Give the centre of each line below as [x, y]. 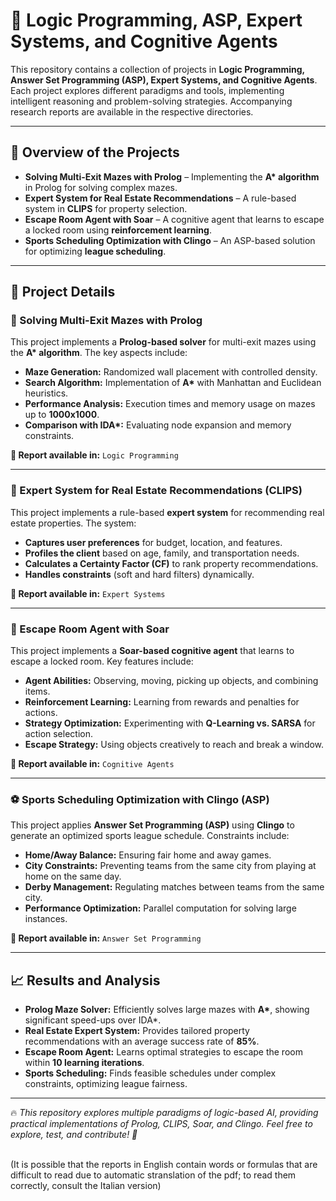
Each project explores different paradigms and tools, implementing [147, 90]
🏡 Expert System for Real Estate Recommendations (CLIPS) [156, 491]
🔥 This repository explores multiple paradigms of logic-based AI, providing [164, 1113]
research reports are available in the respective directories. [132, 111]
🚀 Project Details [63, 292]
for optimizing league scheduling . [95, 251]
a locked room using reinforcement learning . [118, 230]
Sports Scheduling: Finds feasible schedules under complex [150, 1073]
